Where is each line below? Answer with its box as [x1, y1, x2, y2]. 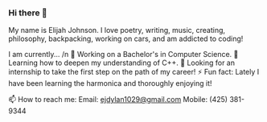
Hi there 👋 [8, 7, 48, 18]
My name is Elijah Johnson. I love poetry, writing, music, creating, [8, 26, 226, 35]
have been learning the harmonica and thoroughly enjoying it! [8, 79, 212, 88]
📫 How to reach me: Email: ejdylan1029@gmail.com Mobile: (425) [8, 95, 228, 104]
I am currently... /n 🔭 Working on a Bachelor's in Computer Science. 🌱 [8, 50, 239, 59]
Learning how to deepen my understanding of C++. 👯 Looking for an [8, 58, 236, 67]
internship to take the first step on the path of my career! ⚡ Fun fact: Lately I [8, 67, 260, 77]
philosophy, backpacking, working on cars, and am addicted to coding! [8, 34, 244, 43]
